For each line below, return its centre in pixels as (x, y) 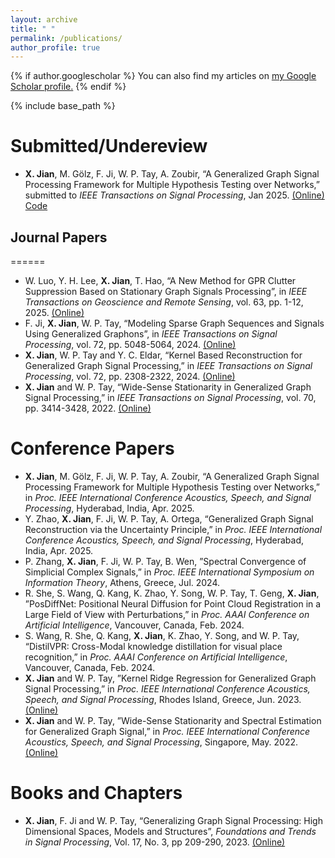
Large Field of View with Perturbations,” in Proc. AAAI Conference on (167, 614)
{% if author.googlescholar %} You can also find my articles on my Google (163, 76)
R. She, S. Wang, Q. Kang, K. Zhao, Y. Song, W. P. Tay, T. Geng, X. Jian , (172, 593)
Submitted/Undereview (109, 146)
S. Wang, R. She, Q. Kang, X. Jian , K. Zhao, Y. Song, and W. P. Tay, (162, 635)
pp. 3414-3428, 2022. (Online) (88, 408)
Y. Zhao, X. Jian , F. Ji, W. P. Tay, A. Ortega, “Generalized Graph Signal (169, 518)
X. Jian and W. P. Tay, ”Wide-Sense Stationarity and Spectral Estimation (173, 720)
